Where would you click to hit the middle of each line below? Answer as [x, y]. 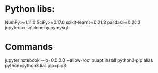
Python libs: [30, 9]
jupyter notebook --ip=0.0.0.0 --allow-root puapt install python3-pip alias [79, 60]
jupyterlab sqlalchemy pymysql [36, 27]
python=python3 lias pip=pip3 [35, 65]
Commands [29, 47]
